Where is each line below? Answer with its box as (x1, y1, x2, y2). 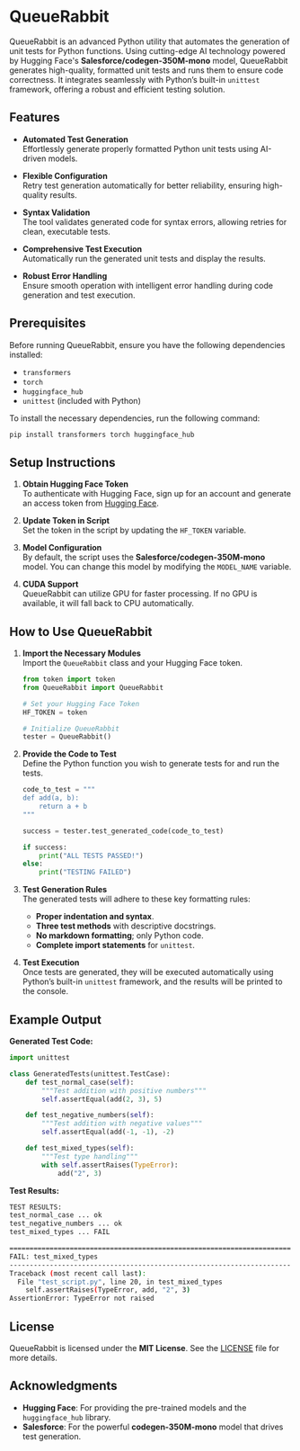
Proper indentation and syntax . (35, 911, 154, 922)
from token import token (22, 675, 116, 685)
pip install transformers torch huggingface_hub (9, 430, 195, 439)
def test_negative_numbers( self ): (25, 1111, 154, 1120)
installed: (9, 349, 43, 360)
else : (22, 859, 43, 869)
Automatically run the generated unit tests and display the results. (22, 253, 267, 264)
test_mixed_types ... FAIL (9, 1228, 110, 1237)
